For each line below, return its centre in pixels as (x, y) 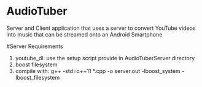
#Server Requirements (35, 46)
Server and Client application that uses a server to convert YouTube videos (101, 28)
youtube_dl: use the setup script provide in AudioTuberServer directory (105, 58)
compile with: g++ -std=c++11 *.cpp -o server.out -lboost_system (98, 71)
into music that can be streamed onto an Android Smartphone (84, 34)
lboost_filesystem (37, 77)
